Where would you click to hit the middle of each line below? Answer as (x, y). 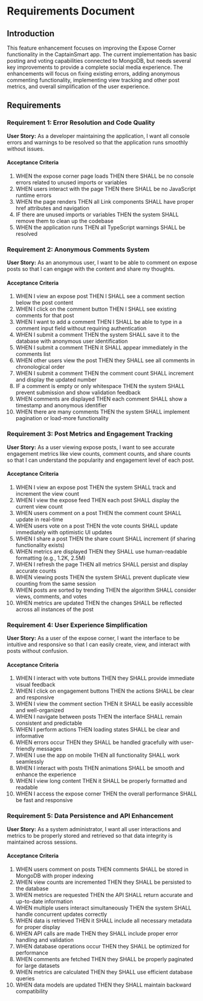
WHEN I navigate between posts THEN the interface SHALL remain (99, 717)
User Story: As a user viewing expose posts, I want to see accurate (91, 447)
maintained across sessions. (42, 842)
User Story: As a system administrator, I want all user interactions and (94, 829)
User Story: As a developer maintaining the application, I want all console (98, 136)
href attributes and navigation (52, 208)
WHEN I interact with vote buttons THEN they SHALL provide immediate (105, 678)
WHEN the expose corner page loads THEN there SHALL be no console (105, 176)
